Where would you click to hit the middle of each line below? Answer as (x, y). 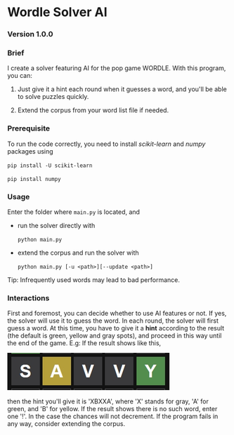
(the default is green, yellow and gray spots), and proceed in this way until (115, 336)
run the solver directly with (56, 226)
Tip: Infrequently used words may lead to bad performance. (94, 280)
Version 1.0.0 (30, 34)
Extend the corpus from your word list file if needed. (93, 110)
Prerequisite (29, 128)
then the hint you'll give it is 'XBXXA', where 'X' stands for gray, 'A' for (108, 401)
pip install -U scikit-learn (50, 166)
